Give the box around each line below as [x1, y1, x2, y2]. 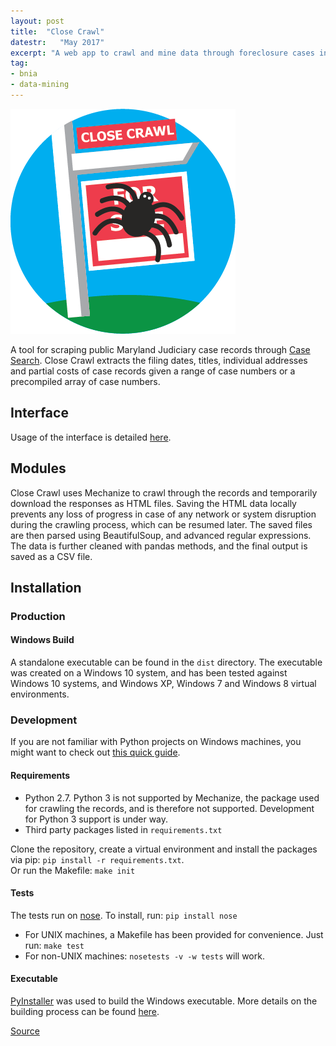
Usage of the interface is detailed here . [10, 431, 172, 443]
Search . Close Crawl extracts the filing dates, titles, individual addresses [10, 354, 308, 366]
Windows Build [10, 634, 75, 646]
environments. [10, 688, 70, 700]
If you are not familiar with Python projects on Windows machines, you [10, 736, 302, 748]
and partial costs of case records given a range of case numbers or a [10, 365, 296, 377]
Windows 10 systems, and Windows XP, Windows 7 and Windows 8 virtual [10, 678, 317, 690]
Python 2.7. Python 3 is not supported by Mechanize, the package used [24, 791, 320, 804]
